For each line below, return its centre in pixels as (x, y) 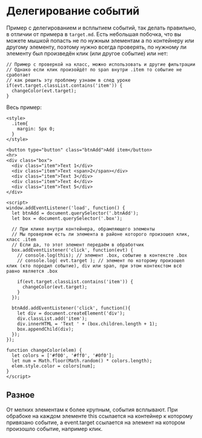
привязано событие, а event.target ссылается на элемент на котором (96, 422)
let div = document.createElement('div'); (71, 313)
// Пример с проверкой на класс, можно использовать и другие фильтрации (101, 64)
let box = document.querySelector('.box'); (67, 218)
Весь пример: (24, 107)
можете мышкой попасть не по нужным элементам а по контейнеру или (100, 40)
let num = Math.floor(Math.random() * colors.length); (82, 361)
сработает (19, 75)
